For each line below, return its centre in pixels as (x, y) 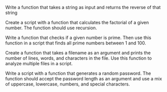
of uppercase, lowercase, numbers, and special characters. (68, 84)
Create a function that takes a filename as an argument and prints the (78, 53)
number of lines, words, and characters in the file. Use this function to (78, 58)
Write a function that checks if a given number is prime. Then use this (78, 38)
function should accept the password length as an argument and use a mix (84, 79)
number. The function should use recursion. (51, 28)
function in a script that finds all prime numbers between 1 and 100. (76, 43)
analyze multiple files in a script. (39, 63)
